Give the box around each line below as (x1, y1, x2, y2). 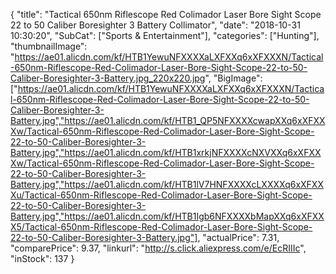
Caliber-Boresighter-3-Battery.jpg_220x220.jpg (10, 72, 206, 84)
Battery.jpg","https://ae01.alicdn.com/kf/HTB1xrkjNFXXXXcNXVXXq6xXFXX (10, 147, 322, 158)
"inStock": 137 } (10, 253, 75, 264)
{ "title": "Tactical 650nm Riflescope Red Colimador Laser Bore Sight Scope (10, 9, 322, 20)
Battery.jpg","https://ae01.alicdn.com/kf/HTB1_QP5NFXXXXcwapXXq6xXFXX (10, 115, 326, 126)
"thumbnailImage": (10, 40, 88, 52)
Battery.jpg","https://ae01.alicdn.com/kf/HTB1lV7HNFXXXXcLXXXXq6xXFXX (10, 179, 324, 190)
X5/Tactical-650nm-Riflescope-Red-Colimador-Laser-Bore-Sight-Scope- (10, 221, 313, 233)
